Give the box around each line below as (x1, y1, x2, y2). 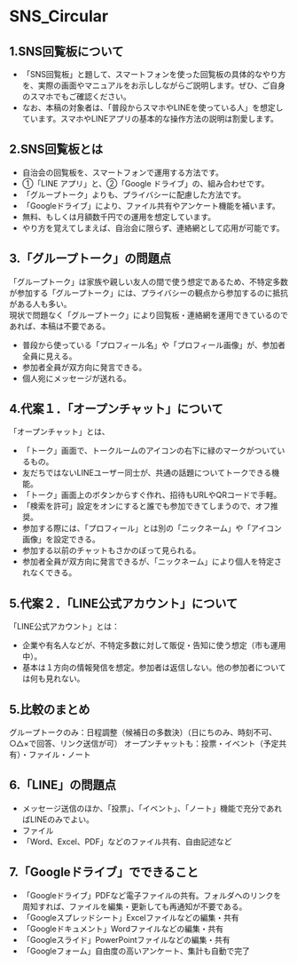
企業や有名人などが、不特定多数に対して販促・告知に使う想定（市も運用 (21, 640, 286, 651)
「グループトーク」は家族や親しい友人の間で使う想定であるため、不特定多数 (9, 276, 289, 287)
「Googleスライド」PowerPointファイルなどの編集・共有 (21, 934, 231, 945)
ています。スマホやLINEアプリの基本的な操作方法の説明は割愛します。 (21, 114, 279, 123)
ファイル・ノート (27, 749, 91, 760)
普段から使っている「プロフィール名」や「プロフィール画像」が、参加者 (21, 339, 286, 350)
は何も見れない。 (21, 673, 85, 684)
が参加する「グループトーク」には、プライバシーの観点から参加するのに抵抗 (9, 287, 288, 298)
